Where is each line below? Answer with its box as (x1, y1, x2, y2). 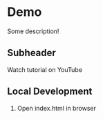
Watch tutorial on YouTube (7, 65, 83, 73)
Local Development (7, 86, 93, 98)
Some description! (7, 27, 59, 35)
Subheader (7, 47, 57, 59)
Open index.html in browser (17, 104, 97, 112)
